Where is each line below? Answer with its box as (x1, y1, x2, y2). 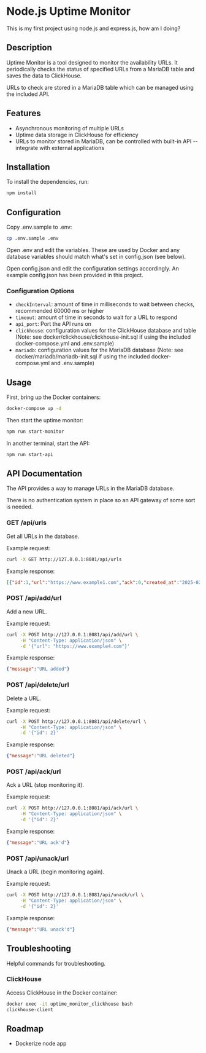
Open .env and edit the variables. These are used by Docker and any (6, 246, 180, 253)
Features (6, 108, 41, 119)
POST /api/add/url (6, 594, 62, 602)
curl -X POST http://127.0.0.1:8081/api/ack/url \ (6, 805, 139, 811)
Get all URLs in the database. (6, 532, 80, 540)
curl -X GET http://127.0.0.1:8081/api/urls (6, 556, 122, 562)
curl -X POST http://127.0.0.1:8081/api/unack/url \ (6, 892, 144, 898)
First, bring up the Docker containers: (6, 393, 101, 401)
